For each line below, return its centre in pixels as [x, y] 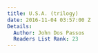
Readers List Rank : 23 [46, 39]
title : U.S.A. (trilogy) [43, 13]
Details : [20, 26]
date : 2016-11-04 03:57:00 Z [49, 20]
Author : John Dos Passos [49, 33]
